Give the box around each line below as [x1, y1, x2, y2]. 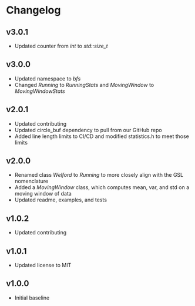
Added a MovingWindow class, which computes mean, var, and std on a [14, 184, 190, 191]
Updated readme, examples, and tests [14, 196, 107, 203]
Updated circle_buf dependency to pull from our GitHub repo [14, 126, 163, 133]
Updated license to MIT [14, 262, 72, 269]
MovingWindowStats [14, 88, 66, 95]
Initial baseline [14, 294, 50, 301]
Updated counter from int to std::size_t [14, 42, 108, 49]
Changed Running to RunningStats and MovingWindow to [14, 81, 154, 88]
